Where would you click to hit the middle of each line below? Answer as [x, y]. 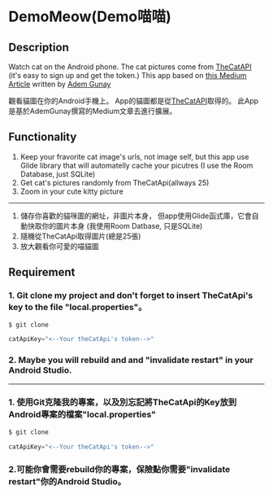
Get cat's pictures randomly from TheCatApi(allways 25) [115, 182]
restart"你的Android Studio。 [67, 481]
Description [39, 47]
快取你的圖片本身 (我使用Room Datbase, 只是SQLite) [115, 225]
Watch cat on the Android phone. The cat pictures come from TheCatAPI [130, 67]
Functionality [43, 137]
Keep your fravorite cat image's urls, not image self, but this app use [134, 156]
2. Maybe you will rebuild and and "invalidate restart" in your [131, 361]
